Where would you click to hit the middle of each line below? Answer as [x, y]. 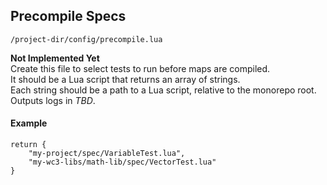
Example [29, 123]
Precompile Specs [68, 16]
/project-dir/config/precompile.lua [86, 39]
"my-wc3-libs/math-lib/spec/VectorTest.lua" [122, 162]
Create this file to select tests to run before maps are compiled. [140, 68]
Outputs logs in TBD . [53, 100]
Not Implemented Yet [55, 58]
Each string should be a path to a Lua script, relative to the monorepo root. [163, 90]
